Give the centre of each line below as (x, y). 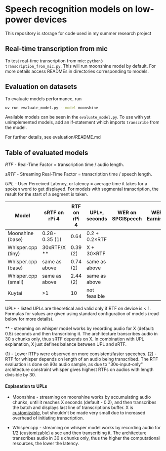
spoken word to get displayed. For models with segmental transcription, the (82, 189)
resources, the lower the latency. (45, 444)
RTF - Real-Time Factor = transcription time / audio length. (65, 164)
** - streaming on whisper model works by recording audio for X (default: (80, 328)
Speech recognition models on (69, 9)
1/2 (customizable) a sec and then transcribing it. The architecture (79, 433)
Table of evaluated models (47, 152)
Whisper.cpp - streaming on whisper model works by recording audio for (86, 428)
